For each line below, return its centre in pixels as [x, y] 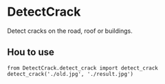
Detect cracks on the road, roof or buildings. [70, 31]
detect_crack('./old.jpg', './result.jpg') [70, 74]
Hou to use [31, 52]
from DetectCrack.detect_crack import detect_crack [82, 68]
